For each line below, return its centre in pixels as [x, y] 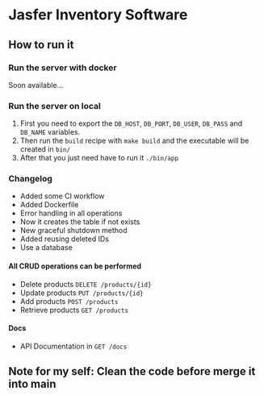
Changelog [30, 179]
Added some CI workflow [62, 196]
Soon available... [36, 85]
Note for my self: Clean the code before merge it [132, 371]
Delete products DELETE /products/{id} [86, 284]
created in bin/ [45, 149]
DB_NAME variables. [50, 132]
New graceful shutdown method [73, 231]
